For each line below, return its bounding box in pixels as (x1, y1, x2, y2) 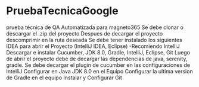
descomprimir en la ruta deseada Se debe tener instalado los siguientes (6, 36, 183, 43)
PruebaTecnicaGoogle (6, 4, 119, 18)
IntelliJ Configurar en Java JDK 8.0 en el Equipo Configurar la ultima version (6, 67, 193, 75)
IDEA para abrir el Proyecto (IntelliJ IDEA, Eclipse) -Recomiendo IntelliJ (6, 43, 180, 50)
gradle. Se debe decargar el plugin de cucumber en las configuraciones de (6, 61, 191, 69)
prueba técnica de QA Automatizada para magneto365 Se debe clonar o (6, 24, 184, 31)
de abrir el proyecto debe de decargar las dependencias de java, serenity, (6, 55, 188, 62)
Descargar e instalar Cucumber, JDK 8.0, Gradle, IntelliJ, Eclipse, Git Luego (6, 49, 191, 56)
